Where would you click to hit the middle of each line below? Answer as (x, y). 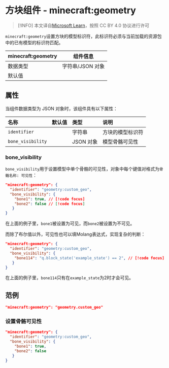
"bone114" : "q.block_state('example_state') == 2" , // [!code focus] (90, 258)
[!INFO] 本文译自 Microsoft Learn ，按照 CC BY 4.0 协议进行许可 (83, 25)
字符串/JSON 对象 (83, 66)
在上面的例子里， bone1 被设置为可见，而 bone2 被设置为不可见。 (70, 223)
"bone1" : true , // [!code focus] (50, 199)
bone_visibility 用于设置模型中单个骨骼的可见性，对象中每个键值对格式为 (82, 169)
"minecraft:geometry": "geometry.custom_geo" (54, 308)
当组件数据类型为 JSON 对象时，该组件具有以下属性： (62, 108)
